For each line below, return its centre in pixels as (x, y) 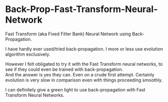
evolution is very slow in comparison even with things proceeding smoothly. (84, 80)
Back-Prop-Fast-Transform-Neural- (81, 9)
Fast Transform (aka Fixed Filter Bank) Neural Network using (68, 34)
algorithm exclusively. (28, 54)
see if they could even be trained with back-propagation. (64, 69)
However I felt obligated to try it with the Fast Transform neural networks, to (84, 64)
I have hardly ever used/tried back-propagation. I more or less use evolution (84, 49)
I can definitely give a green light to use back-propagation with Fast (75, 89)
